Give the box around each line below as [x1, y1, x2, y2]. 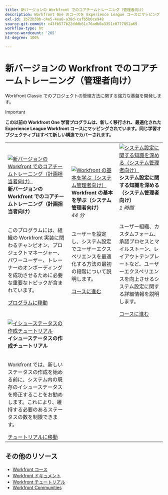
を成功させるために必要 [7, 271, 63, 278]
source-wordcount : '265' [5, 30, 57, 35]
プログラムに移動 [7, 299, 48, 306]
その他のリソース [5, 452, 57, 460]
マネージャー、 [27, 249, 62, 256]
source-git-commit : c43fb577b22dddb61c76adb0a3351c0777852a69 [5, 21, 137, 26]
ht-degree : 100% [5, 35, 39, 40]
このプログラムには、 [7, 226, 58, 233]
